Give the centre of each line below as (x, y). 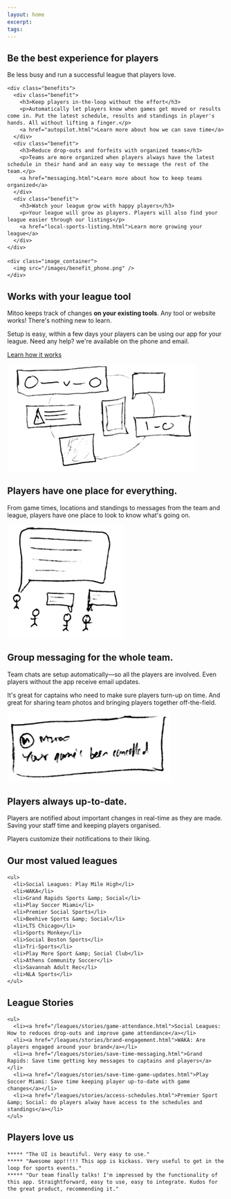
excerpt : (20, 22)
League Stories (40, 1003)
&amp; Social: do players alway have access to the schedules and (105, 1103)
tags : (15, 29)
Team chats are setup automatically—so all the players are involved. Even (112, 674)
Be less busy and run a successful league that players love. (92, 75)
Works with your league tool (69, 297)
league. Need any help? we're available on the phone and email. (98, 341)
